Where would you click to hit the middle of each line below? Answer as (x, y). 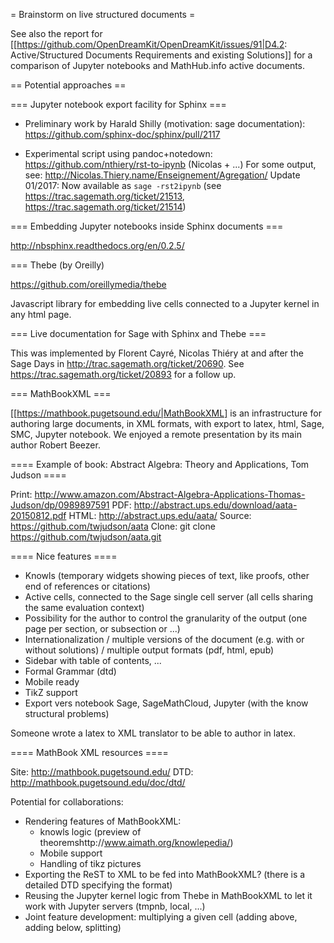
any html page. (41, 314)
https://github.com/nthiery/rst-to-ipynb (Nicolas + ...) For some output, (170, 164)
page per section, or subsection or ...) (102, 628)
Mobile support (71, 853)
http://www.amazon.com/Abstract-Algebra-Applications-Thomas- (170, 494)
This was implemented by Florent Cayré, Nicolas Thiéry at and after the (157, 353)
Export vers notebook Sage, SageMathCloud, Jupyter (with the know (166, 703)
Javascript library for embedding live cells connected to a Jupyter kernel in (165, 303)
